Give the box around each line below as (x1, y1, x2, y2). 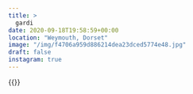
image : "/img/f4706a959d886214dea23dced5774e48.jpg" (8, 41, 187, 49)
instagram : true (8, 56, 62, 64)
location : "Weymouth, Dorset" (8, 33, 109, 42)
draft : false (8, 48, 52, 56)
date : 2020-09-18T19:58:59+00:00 (8, 26, 119, 34)
